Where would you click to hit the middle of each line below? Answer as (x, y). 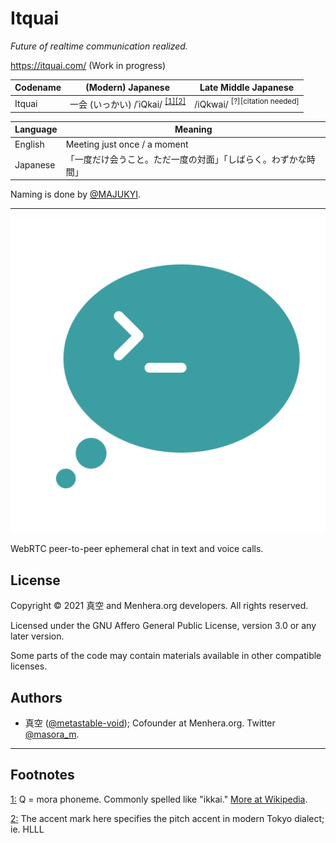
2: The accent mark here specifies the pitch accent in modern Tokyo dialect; (167, 818)
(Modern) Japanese (127, 88)
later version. (37, 636)
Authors (36, 697)
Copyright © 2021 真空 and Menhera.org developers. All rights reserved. (159, 606)
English (29, 144)
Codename (38, 88)
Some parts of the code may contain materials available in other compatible (166, 656)
